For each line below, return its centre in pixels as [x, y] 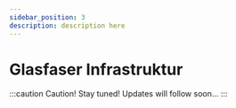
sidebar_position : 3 [48, 17]
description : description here [67, 26]
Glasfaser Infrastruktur [96, 69]
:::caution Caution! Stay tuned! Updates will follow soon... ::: [118, 94]
